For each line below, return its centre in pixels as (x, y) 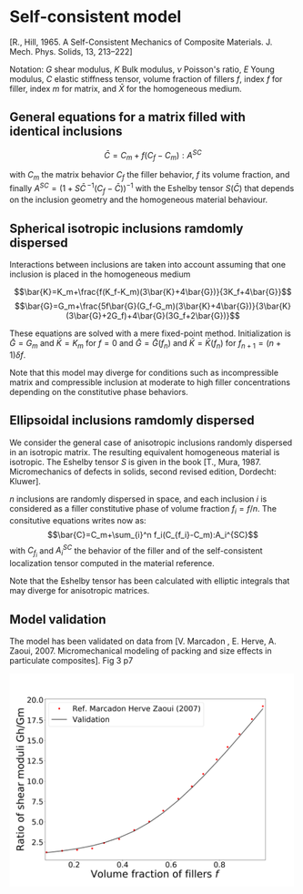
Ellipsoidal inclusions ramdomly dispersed (132, 421)
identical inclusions (66, 132)
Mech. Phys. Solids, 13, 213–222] (71, 51)
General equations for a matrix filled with (127, 117)
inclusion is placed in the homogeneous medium (100, 274)
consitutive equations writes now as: (78, 520)
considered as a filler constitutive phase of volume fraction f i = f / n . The (143, 509)
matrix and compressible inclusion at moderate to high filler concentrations (150, 382)
